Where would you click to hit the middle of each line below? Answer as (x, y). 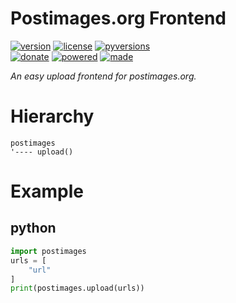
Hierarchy (52, 116)
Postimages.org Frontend (118, 18)
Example (47, 191)
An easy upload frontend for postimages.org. (103, 76)
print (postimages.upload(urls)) (77, 288)
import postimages (48, 251)
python (33, 228)
